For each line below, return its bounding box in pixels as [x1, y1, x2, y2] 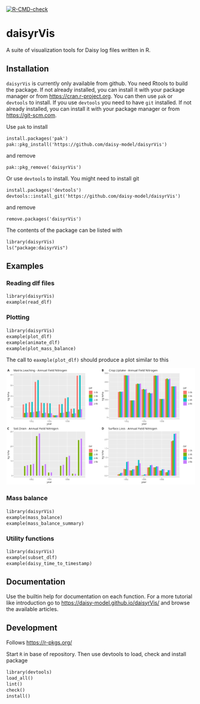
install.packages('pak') [6, 135, 68, 141]
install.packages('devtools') [6, 187, 82, 193]
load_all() [6, 675, 34, 681]
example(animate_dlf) [6, 339, 60, 346]
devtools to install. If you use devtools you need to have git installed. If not [6, 99, 192, 106]
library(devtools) [6, 669, 52, 675]
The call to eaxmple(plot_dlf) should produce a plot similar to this [6, 356, 169, 363]
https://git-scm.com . [6, 111, 57, 119]
